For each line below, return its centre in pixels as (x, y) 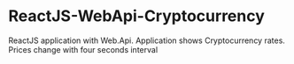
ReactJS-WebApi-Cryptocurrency (136, 16)
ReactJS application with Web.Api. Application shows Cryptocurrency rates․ (147, 40)
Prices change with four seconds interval (83, 49)
